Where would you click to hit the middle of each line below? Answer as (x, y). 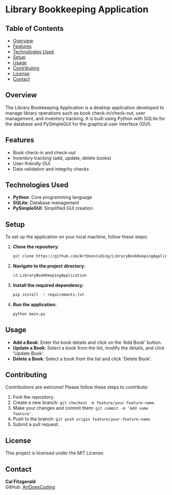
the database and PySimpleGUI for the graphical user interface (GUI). (79, 124)
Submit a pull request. (36, 425)
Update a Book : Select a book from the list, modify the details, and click (89, 347)
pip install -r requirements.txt (49, 295)
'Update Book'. (28, 353)
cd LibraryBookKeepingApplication (50, 276)
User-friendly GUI (31, 163)
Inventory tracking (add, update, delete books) (62, 158)
